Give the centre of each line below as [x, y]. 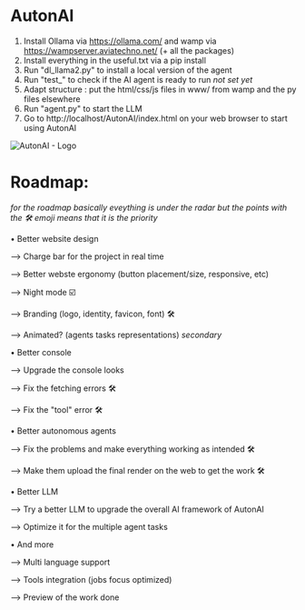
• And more [32, 544]
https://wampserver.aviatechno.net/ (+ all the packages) [129, 50]
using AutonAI [50, 127]
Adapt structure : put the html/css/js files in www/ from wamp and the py [160, 89]
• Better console [41, 352]
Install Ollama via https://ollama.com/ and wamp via [120, 41]
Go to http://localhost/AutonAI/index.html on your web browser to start [156, 118]
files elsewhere [52, 99]
